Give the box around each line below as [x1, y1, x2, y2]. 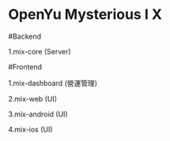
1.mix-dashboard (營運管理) [8, 78, 97, 87]
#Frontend [8, 61, 42, 72]
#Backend [8, 32, 42, 41]
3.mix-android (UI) [8, 109, 69, 119]
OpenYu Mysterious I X [8, 6, 162, 24]
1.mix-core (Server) [8, 46, 71, 56]
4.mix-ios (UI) [8, 124, 53, 134]
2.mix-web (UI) [8, 94, 58, 103]
